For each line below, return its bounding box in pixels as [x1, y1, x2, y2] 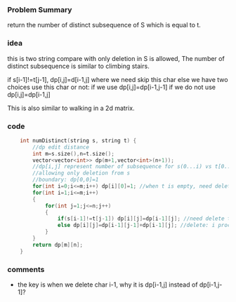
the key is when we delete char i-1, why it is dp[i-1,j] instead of [17, 280, 198, 289]
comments [7, 264, 45, 274]
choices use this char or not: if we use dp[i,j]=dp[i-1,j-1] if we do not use [7, 83, 216, 91]
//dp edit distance [32, 144, 90, 151]
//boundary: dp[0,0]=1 [32, 177, 99, 184]
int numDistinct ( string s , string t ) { [20, 137, 137, 144]
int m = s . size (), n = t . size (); [32, 150, 114, 157]
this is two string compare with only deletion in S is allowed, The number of [7, 54, 225, 62]
